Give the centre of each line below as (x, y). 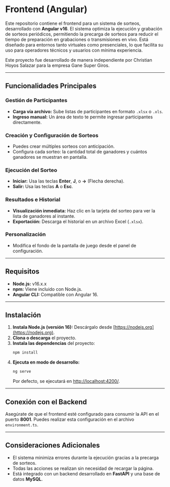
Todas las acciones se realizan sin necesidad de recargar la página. (83, 468)
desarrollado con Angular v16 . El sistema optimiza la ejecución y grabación (84, 28)
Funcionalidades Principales (51, 86)
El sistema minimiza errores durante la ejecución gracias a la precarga (86, 457)
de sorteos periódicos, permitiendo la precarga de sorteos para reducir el (82, 34)
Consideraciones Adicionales (53, 445)
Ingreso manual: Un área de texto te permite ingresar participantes (83, 117)
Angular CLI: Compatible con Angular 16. (55, 294)
